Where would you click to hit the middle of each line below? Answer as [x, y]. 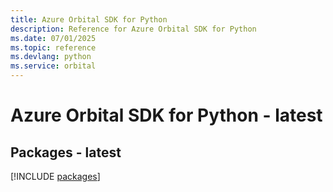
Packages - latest [66, 152]
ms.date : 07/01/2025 [53, 38]
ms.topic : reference [53, 47]
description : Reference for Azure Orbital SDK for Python [133, 29]
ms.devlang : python [51, 57]
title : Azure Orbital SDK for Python [89, 19]
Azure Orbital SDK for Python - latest [166, 115]
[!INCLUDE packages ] [55, 176]
